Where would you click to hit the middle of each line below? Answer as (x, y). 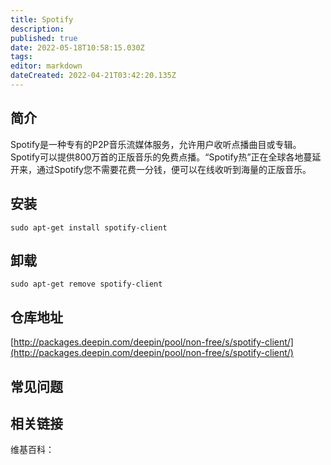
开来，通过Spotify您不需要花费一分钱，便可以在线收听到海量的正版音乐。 (161, 169)
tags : (21, 57)
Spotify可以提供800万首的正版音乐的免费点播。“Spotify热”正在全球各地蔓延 (166, 157)
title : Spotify (42, 19)
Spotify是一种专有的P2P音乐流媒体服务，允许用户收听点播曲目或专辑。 (156, 144)
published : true (44, 38)
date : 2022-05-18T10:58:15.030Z (77, 47)
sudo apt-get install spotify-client (89, 227)
